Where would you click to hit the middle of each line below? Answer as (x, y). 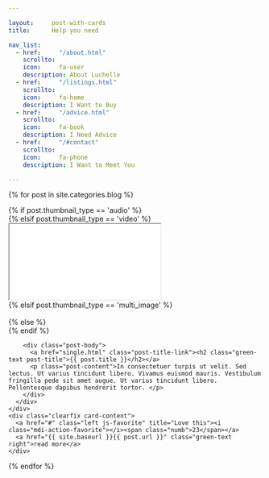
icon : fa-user (54, 68)
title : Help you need (54, 30)
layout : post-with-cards (57, 23)
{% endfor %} (31, 466)
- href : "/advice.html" (63, 112)
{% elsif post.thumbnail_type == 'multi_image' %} (91, 305)
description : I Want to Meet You (79, 165)
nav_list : (25, 45)
